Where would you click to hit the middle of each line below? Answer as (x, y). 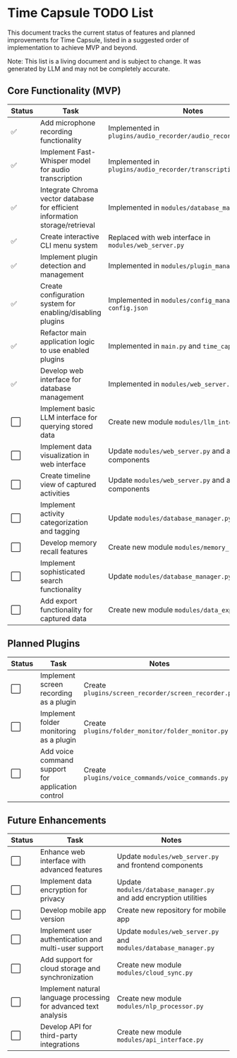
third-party (59, 1035)
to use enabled (65, 350)
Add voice (57, 751)
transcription (61, 178)
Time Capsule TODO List (80, 13)
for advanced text (69, 1006)
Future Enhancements (57, 820)
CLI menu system (69, 245)
